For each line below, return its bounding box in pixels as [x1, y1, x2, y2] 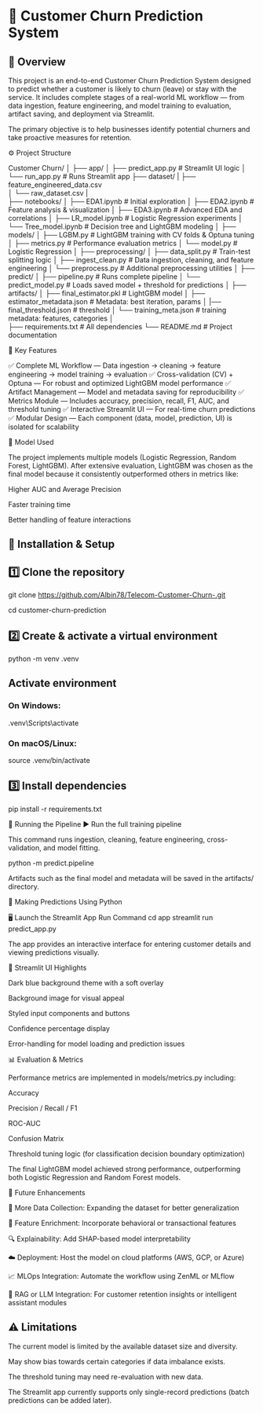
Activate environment [8, 677, 117, 690]
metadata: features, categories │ [8, 314, 114, 323]
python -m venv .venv [8, 654, 79, 663]
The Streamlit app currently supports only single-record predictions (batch [8, 1387, 250, 1396]
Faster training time [8, 500, 71, 509]
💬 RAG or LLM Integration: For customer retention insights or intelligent [8, 1289, 237, 1299]
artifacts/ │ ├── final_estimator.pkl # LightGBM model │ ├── [8, 288, 206, 298]
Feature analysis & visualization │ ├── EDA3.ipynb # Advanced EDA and [8, 205, 243, 215]
